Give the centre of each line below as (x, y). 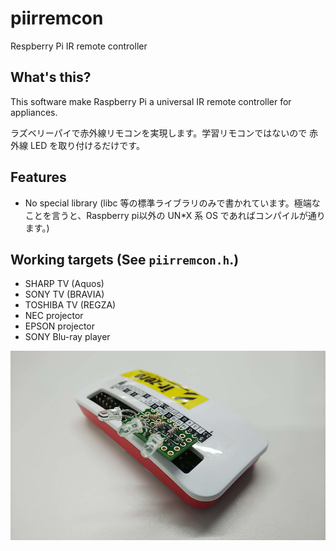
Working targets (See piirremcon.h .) (125, 259)
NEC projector (54, 316)
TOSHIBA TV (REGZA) (70, 305)
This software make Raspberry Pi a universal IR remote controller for (151, 101)
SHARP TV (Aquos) (64, 284)
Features (38, 177)
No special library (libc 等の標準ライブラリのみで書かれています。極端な (172, 203)
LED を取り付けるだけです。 (87, 145)
